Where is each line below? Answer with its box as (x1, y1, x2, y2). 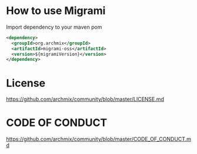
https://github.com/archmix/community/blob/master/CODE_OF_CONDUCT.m (6, 136, 191, 143)
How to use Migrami (6, 4, 106, 18)
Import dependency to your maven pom (6, 23, 102, 30)
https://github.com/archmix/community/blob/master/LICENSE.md (6, 95, 165, 103)
